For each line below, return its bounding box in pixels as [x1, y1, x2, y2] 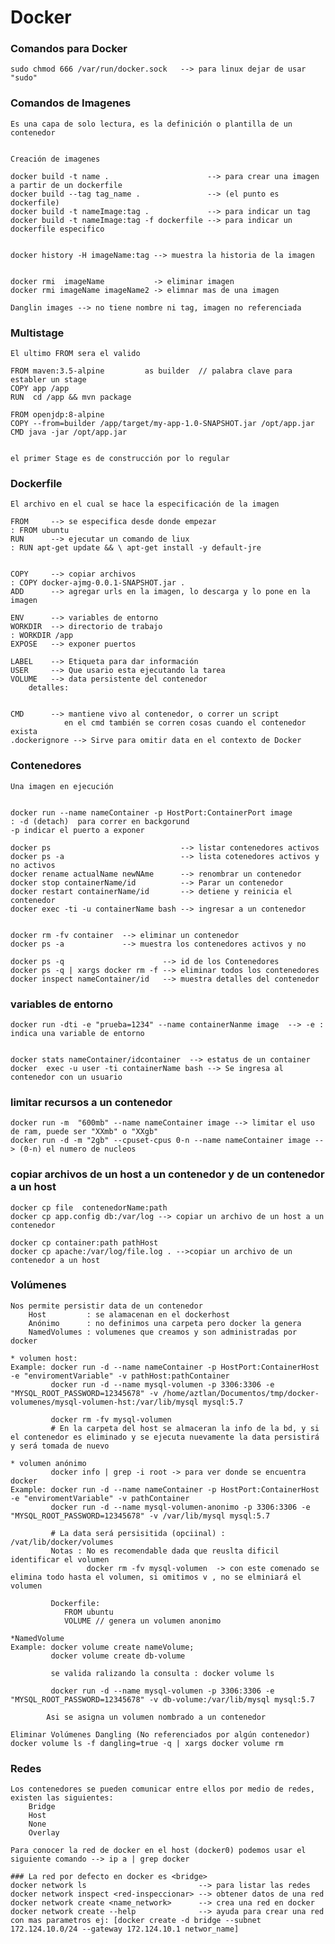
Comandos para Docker [10, 42, 128, 56]
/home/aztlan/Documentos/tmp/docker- [162, 1388, 320, 1398]
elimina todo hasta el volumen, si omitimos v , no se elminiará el [10, 1572, 302, 1582]
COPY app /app [10, 384, 70, 394]
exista [10, 727, 38, 737]
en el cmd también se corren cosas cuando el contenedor [63, 718, 307, 728]
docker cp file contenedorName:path [10, 1202, 168, 1213]
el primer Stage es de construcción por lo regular [10, 454, 230, 464]
